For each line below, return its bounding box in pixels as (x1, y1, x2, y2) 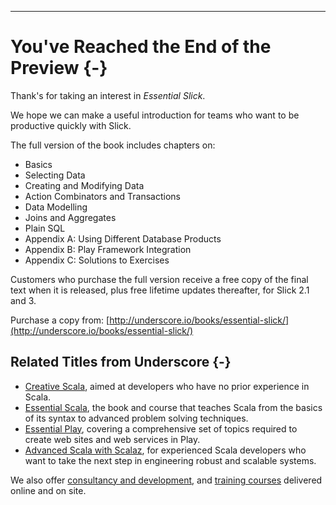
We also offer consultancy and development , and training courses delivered (10, 474, 323, 486)
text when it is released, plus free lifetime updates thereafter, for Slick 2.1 (10, 284, 310, 296)
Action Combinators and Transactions (24, 190, 182, 202)
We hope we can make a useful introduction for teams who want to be (10, 109, 300, 121)
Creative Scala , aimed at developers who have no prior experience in (24, 380, 310, 392)
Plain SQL (24, 222, 66, 234)
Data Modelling (24, 201, 88, 213)
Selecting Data (24, 169, 86, 181)
